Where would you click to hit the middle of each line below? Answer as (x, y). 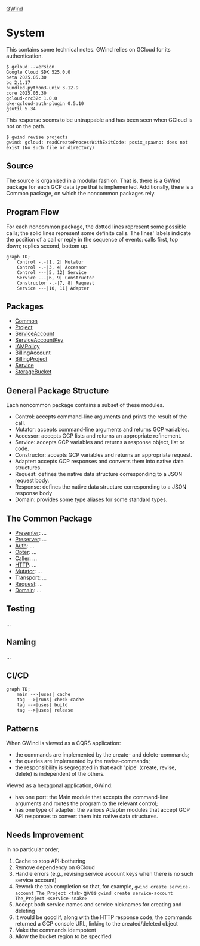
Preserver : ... (31, 539)
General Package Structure (58, 391)
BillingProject (31, 359)
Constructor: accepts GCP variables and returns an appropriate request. (104, 455)
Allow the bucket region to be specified (63, 936)
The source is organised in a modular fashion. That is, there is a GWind (93, 180)
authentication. (25, 56)
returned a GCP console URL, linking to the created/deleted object (96, 924)
